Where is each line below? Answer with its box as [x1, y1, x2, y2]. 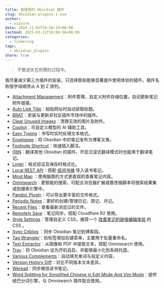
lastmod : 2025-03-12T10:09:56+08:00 [5, 30, 80, 35]
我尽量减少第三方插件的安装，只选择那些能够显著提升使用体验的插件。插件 [5, 77, 155, 83]
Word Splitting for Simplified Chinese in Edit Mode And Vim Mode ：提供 [12, 272, 157, 278]
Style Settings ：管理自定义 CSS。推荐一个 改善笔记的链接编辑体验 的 [12, 216, 152, 222]
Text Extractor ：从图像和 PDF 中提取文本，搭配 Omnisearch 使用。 [12, 241, 147, 247]
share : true [5, 52, 29, 58]
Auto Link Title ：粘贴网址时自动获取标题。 [12, 106, 97, 112]
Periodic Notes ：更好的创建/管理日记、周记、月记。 [12, 198, 117, 204]
